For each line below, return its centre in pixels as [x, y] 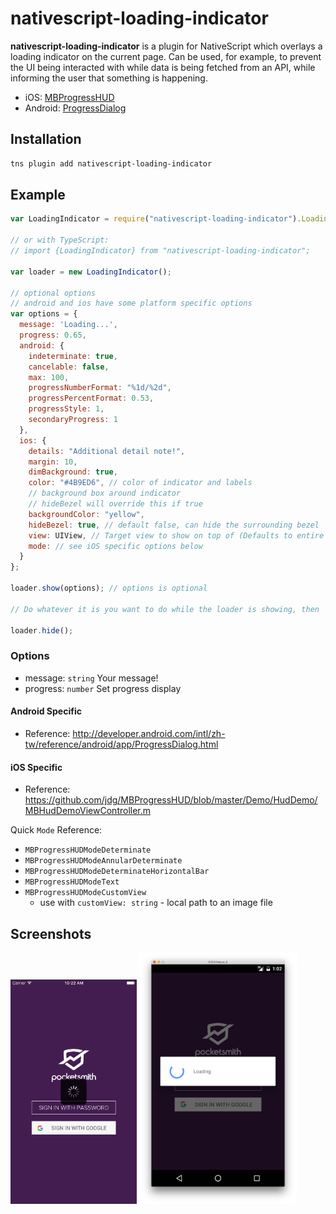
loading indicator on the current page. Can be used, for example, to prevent [166, 56]
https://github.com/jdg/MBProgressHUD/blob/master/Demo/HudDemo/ [171, 800]
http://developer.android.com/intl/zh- [149, 733]
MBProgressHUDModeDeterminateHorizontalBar [117, 872]
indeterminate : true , [73, 356]
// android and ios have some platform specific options [131, 303]
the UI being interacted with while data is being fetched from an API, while [163, 67]
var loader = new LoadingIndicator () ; [91, 272]
